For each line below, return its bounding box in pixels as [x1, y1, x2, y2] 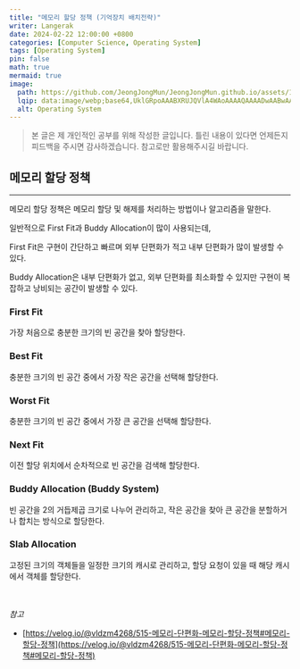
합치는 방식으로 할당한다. [18, 515, 105, 526]
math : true [9, 63, 50, 72]
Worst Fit [9, 394, 50, 406]
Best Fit [9, 350, 43, 363]
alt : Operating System [17, 105, 102, 113]
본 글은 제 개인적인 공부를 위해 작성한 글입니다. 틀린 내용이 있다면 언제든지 [30, 130, 288, 141]
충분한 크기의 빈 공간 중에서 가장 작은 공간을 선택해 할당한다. [9, 372, 219, 382]
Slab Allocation [9, 538, 77, 550]
